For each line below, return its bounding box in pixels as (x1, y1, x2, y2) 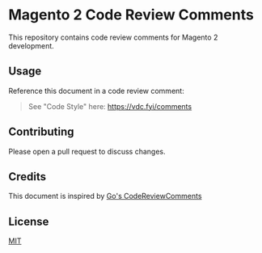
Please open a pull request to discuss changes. (8, 146, 166, 156)
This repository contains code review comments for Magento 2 (8, 32, 218, 42)
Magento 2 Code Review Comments (8, 6, 255, 24)
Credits (8, 170, 47, 183)
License (8, 214, 49, 228)
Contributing (8, 125, 74, 139)
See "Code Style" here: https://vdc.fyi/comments (27, 101, 192, 111)
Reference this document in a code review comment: (8, 86, 184, 95)
